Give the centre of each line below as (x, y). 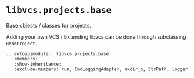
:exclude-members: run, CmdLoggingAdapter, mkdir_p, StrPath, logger (101, 69)
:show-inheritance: (38, 64)
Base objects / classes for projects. (49, 25)
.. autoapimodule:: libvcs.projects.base (58, 54)
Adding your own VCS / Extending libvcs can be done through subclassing (96, 36)
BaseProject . (21, 43)
